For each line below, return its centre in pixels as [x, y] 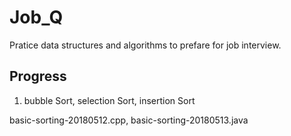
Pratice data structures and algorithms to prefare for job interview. [145, 45]
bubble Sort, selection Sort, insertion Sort [109, 100]
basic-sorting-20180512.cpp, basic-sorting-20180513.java [129, 120]
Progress [38, 76]
